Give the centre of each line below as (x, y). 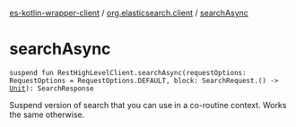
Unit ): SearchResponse (52, 89)
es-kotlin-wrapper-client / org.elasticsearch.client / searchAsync (129, 13)
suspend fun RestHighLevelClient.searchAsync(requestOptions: (128, 72)
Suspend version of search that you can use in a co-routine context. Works (148, 105)
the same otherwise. (47, 114)
